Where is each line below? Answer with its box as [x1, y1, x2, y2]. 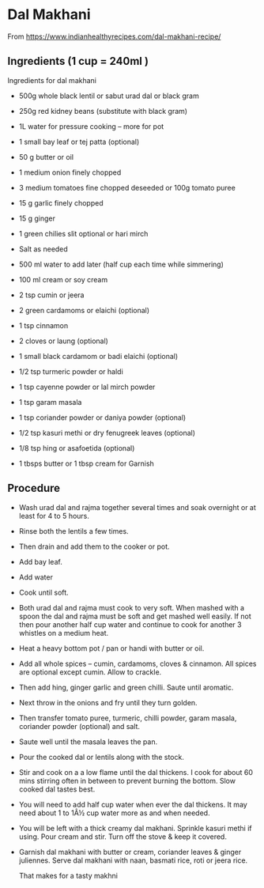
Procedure [7, 482, 61, 495]
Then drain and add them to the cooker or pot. [18, 542, 171, 551]
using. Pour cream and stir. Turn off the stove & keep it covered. [18, 832, 227, 841]
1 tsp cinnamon [18, 320, 69, 330]
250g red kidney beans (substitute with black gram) [18, 106, 187, 115]
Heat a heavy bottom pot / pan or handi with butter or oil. [18, 643, 205, 653]
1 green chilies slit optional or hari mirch [18, 229, 149, 238]
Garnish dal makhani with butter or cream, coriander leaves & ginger [18, 847, 242, 856]
